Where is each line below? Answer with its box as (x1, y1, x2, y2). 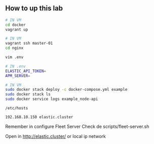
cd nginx (5, 46, 24, 51)
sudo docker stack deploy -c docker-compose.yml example (5, 87, 128, 92)
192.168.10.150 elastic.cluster (5, 115, 73, 120)
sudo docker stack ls (5, 92, 51, 97)
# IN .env (5, 63, 26, 69)
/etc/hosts (5, 106, 28, 111)
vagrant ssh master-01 (5, 41, 53, 46)
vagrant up (5, 27, 28, 32)
